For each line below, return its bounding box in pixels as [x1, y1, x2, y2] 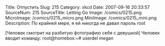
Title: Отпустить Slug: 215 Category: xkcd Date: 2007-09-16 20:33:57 [5, 4, 150, 10]
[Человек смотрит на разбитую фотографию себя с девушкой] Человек [5, 30, 160, 35]
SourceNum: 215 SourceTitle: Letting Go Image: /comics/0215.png [5, 9, 142, 15]
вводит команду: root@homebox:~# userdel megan [5, 35, 114, 41]
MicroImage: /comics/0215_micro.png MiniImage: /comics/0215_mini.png [5, 15, 157, 20]
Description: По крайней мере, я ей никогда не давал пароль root [5, 20, 146, 26]
